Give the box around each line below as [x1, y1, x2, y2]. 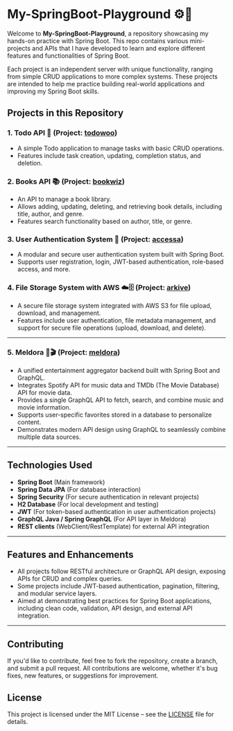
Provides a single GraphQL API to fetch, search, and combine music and [17, 396, 224, 404]
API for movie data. [17, 388, 73, 396]
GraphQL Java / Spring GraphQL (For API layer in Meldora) [17, 515, 187, 523]
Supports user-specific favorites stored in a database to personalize [17, 410, 212, 419]
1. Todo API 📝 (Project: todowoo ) [7, 128, 118, 138]
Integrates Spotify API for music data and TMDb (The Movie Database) [17, 380, 220, 389]
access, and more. [17, 265, 71, 273]
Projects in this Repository [7, 107, 123, 119]
